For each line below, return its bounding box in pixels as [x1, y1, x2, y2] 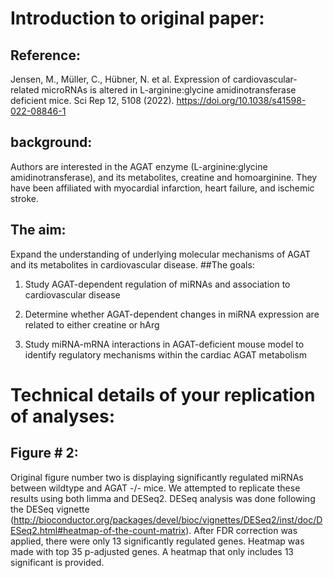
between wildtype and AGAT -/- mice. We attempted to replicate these [10, 482, 301, 494]
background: [10, 134, 93, 151]
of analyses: [10, 405, 116, 427]
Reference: [10, 47, 81, 64]
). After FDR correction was [185, 524, 298, 536]
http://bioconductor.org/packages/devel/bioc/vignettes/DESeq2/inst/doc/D [13, 513, 323, 526]
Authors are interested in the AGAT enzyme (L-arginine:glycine [10, 160, 268, 172]
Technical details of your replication [10, 383, 316, 406]
